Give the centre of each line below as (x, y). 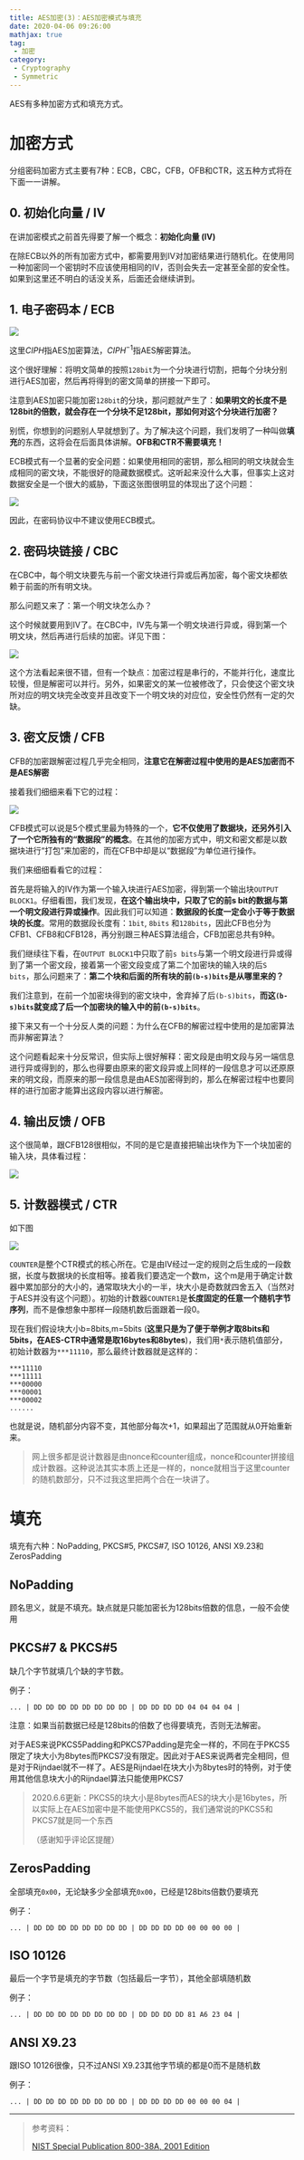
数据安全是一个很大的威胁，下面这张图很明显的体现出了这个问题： (132, 483)
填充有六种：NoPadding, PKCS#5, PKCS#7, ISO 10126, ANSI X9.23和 (137, 1546)
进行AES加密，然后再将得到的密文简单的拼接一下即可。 (112, 380)
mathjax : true (36, 34)
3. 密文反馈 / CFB (57, 737)
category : (28, 60)
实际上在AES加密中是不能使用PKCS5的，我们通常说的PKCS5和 (156, 1809)
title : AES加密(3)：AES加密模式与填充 (76, 18)
